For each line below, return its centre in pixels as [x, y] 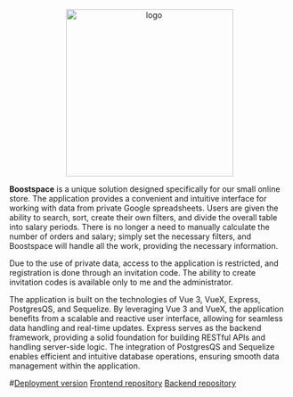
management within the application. [75, 366]
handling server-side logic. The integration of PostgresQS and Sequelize [142, 347]
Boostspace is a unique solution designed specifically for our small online [145, 189]
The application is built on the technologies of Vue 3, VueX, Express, [135, 299]
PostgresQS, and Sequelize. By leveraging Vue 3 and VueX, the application [146, 309]
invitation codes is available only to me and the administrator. [121, 282]
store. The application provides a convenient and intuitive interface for [138, 198]
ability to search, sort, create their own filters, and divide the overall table [143, 217]
